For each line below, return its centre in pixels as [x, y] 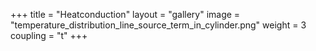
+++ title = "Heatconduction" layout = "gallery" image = [125, 14]
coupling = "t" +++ [49, 35]
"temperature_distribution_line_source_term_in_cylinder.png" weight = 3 [158, 25]
